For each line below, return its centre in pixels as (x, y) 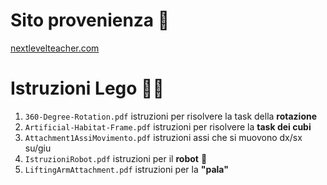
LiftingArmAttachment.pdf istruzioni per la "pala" (126, 169)
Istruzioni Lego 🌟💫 (87, 88)
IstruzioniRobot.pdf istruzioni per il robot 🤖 (116, 158)
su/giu (38, 148)
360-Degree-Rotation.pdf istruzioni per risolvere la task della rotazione (171, 116)
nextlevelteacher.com (55, 48)
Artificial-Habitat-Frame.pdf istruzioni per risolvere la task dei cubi (168, 126)
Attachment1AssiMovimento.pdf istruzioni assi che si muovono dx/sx (163, 137)
